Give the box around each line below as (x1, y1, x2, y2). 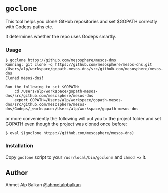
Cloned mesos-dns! (5, 75, 44, 81)
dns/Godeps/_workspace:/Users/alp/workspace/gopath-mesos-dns (5, 106, 139, 112)
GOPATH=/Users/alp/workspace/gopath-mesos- (30, 98, 123, 103)
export (14, 98, 28, 103)
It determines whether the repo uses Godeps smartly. (5, 33, 116, 40)
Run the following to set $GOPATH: (5, 85, 80, 90)
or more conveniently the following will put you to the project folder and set (5, 115, 161, 122)
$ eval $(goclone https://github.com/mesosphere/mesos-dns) (5, 131, 135, 136)
